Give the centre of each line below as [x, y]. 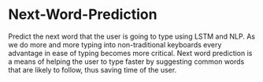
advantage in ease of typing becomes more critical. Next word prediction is [130, 53]
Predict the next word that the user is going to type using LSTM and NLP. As [132, 36]
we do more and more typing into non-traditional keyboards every [115, 44]
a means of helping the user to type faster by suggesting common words [126, 61]
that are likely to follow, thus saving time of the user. [93, 69]
